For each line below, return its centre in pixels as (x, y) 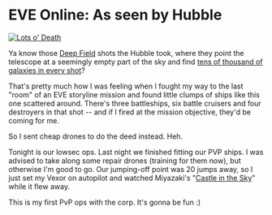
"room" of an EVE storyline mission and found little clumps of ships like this (134, 94)
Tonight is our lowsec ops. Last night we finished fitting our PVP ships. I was (136, 152)
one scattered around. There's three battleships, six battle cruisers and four (135, 103)
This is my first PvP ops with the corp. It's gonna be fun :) (105, 202)
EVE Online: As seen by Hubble (115, 15)
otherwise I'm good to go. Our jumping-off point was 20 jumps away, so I (131, 169)
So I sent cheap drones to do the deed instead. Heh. (96, 136)
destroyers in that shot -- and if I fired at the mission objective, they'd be (130, 112)
